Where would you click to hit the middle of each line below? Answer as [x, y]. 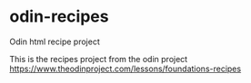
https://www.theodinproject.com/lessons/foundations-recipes [125, 69]
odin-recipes [59, 17]
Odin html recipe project [55, 41]
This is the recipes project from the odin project [99, 59]
